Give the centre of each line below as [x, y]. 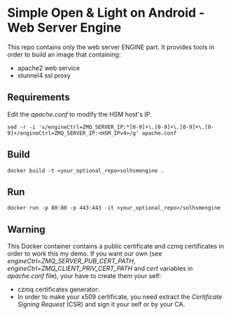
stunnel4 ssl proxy [44, 75]
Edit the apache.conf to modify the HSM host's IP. [79, 114]
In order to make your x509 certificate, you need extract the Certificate [120, 297]
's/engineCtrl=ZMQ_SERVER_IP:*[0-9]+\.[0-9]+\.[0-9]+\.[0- [126, 127]
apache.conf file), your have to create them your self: [84, 276]
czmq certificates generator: [58, 290]
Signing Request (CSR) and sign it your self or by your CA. [101, 305]
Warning [26, 229]
